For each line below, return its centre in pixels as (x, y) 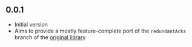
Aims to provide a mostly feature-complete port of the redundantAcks (100, 31)
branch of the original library (50, 37)
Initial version (31, 24)
